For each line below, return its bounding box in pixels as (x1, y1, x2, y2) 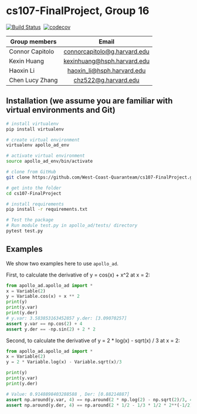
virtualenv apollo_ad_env (6, 142, 69, 148)
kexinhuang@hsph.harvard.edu (63, 57, 150, 65)
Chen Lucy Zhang (9, 76, 58, 84)
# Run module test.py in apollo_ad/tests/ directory (6, 223, 138, 228)
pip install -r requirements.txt (6, 207, 88, 213)
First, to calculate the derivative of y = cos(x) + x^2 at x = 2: (6, 271, 151, 278)
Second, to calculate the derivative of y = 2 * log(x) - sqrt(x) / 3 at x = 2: (6, 336, 181, 344)
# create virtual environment (6, 137, 80, 143)
